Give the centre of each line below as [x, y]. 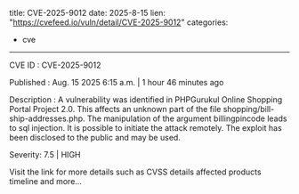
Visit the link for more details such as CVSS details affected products [135, 172]
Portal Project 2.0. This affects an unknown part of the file [115, 109]
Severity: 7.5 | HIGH [45, 154]
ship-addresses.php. [48, 118]
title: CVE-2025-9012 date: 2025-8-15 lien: [88, 13]
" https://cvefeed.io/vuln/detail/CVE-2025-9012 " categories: [119, 22]
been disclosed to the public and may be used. [95, 137]
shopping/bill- [249, 109]
